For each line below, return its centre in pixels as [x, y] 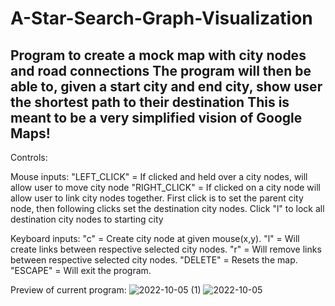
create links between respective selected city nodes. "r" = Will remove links [166, 249]
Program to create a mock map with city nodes [158, 55]
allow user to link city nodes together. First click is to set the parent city [157, 198]
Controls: [29, 157]
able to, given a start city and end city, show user [166, 86]
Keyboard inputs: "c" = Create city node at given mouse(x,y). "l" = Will [155, 238]
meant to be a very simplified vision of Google [156, 117]
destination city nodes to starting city [87, 219]
